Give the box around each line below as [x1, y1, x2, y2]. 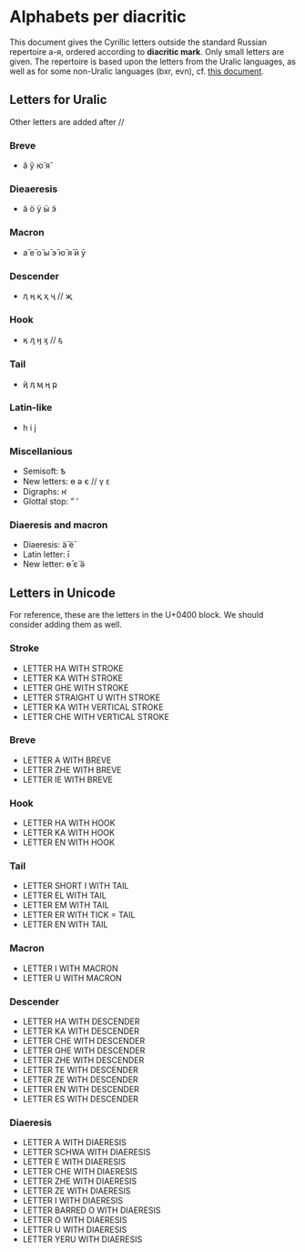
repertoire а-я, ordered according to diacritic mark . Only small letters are [9, 46, 285, 57]
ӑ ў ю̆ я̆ [22, 160, 50, 171]
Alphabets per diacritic [9, 6, 187, 27]
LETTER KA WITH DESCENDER [22, 1026, 139, 1037]
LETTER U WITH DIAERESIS [22, 1225, 127, 1236]
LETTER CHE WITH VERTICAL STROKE [22, 711, 170, 722]
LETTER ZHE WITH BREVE [22, 764, 122, 775]
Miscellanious [9, 444, 73, 457]
